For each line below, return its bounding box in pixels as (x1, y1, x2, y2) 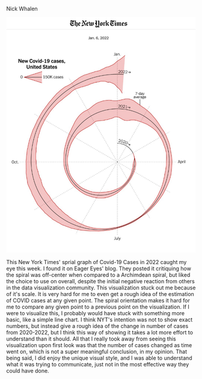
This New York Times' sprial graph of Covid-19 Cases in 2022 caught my (6, 259, 187, 266)
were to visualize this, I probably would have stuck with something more (6, 310, 185, 317)
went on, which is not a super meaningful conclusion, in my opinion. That (6, 348, 188, 356)
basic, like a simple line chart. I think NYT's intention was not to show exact (6, 316, 193, 324)
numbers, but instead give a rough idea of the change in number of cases (6, 322, 189, 330)
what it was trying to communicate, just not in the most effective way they (6, 361, 189, 368)
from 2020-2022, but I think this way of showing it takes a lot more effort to (6, 329, 194, 336)
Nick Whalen (6, 5, 38, 12)
